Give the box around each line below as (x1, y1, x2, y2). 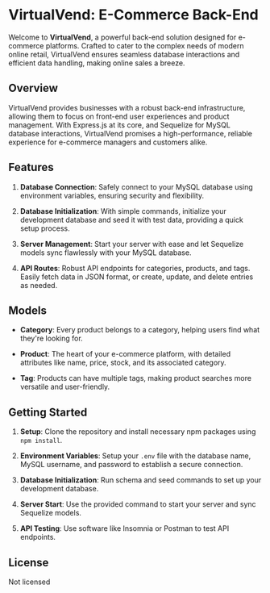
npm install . (19, 436, 63, 445)
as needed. (19, 280, 58, 290)
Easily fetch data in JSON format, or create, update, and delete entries (19, 272, 254, 282)
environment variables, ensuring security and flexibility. (19, 190, 204, 200)
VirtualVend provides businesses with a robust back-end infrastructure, (8, 102, 246, 112)
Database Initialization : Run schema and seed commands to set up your (19, 475, 262, 485)
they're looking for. (19, 333, 83, 344)
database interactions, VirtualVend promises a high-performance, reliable (8, 128, 252, 138)
